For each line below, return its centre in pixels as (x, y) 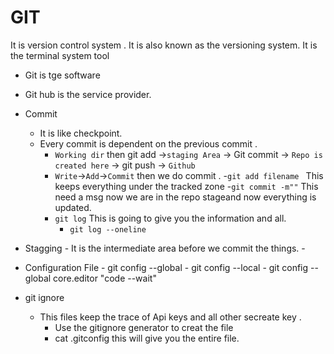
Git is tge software (62, 75)
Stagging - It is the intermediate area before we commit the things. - (165, 248)
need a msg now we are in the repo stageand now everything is (185, 197)
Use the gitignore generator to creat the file (144, 327)
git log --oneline (108, 229)
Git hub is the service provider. (88, 94)
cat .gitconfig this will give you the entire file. (147, 338)
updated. (73, 207)
